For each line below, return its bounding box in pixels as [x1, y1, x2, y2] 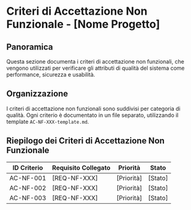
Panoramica [6, 42, 53, 52]
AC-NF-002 [9, 184, 47, 192]
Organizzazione [6, 89, 69, 99]
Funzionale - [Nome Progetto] [6, 17, 160, 31]
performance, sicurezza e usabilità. [6, 71, 95, 78]
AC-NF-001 [9, 173, 47, 182]
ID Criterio [12, 163, 43, 172]
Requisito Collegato [51, 163, 111, 172]
